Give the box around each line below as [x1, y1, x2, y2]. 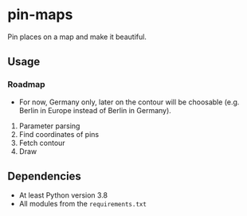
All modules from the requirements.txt [18, 199, 147, 209]
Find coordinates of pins [18, 129, 100, 139]
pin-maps [7, 6, 73, 24]
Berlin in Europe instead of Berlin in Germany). [18, 105, 172, 115]
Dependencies [7, 170, 81, 183]
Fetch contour [18, 138, 65, 147]
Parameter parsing [18, 121, 80, 131]
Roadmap [7, 79, 45, 90]
